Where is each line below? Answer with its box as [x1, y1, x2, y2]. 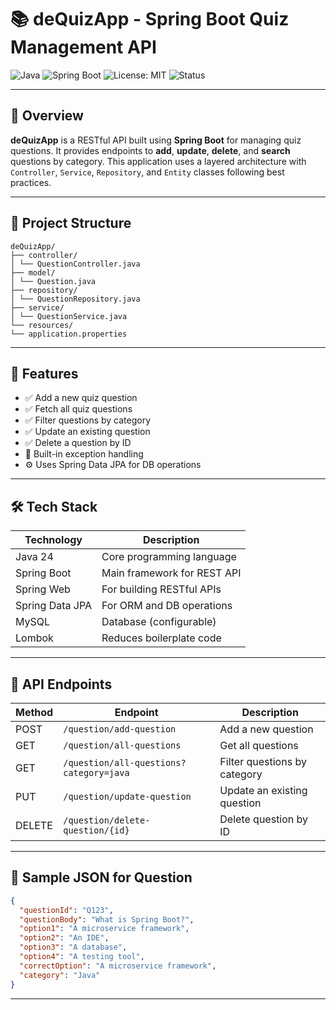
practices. [10, 176, 52, 188]
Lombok [15, 631, 54, 645]
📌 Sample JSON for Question [10, 869, 193, 886]
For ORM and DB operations [101, 599, 233, 613]
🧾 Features [10, 365, 79, 382]
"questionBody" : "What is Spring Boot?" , [19, 914, 195, 925]
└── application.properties [10, 329, 128, 339]
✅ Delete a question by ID [24, 437, 132, 449]
